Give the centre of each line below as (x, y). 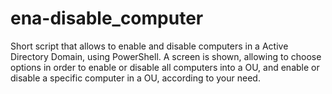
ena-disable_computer (107, 18)
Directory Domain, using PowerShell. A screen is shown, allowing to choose (166, 56)
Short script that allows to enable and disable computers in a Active (149, 46)
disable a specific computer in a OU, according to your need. (135, 78)
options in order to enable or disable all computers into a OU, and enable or (165, 67)
